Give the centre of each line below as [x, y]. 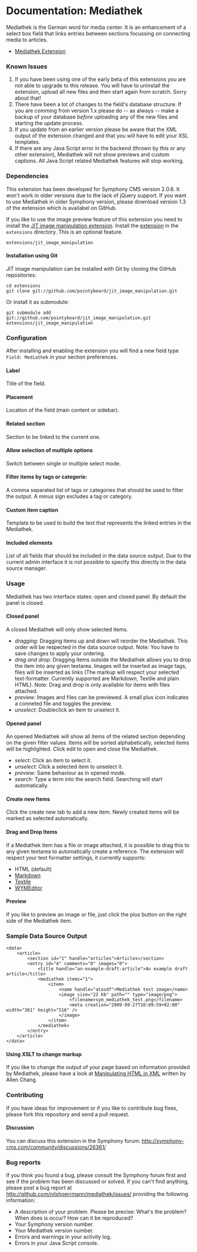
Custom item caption [32, 510]
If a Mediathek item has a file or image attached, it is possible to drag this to [98, 845]
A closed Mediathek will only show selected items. [67, 629]
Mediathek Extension [40, 51]
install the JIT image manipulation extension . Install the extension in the [92, 225]
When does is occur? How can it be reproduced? [74, 1218]
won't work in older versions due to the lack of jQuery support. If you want [96, 195]
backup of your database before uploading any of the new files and [96, 117]
